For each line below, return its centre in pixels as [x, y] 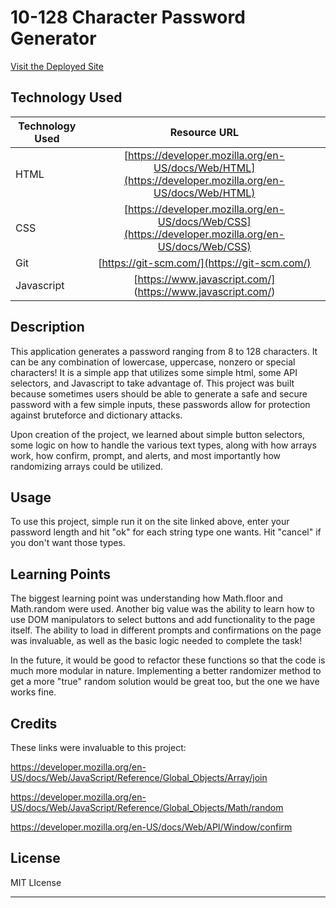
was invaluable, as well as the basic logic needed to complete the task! [156, 641]
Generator [53, 38]
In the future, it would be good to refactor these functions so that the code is [168, 660]
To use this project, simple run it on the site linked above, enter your [150, 522]
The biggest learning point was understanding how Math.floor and [146, 598]
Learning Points [60, 574]
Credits [34, 723]
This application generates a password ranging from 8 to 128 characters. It [164, 351]
